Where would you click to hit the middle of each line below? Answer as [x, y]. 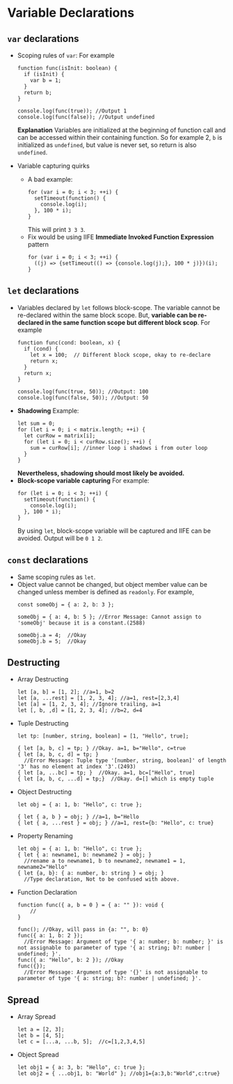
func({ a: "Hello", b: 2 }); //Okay [70, 960]
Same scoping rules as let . [56, 577]
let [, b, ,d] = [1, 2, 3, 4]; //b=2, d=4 [80, 710]
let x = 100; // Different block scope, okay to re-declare [120, 355]
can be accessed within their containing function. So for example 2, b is [120, 137]
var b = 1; [46, 80]
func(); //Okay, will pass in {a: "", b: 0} [83, 930]
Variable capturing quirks [54, 166]
